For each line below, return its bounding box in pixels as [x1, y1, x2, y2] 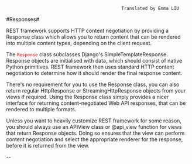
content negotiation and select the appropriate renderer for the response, [6, 136, 183, 143]
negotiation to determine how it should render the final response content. [6, 70, 183, 76]
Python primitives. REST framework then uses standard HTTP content [6, 63, 174, 70]
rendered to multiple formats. [6, 106, 77, 112]
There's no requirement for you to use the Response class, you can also [6, 81, 180, 88]
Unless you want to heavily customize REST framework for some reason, [6, 117, 181, 124]
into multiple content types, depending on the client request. [6, 40, 152, 46]
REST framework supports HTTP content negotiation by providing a [6, 27, 169, 34]
